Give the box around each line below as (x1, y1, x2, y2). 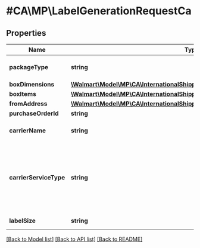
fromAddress (9, 100, 48, 108)
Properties (6, 28, 46, 38)
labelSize (9, 216, 36, 225)
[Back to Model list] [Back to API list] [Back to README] (6, 235, 143, 243)
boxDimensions (9, 80, 55, 88)
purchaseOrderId (9, 109, 59, 117)
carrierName (9, 126, 46, 135)
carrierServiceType (9, 173, 65, 181)
